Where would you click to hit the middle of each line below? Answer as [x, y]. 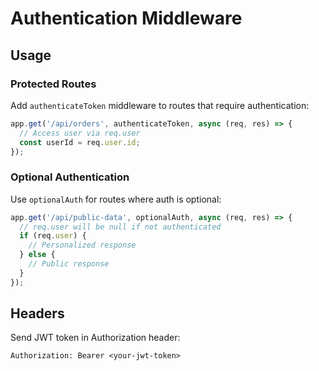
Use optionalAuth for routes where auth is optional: [116, 199]
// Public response [69, 264]
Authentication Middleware [126, 18]
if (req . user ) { [53, 236]
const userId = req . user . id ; [80, 142]
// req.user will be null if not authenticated [120, 227]
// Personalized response [82, 245]
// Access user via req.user [80, 133]
